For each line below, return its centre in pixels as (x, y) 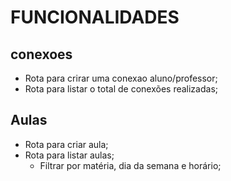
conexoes (41, 54)
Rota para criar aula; (66, 144)
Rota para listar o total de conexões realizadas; (121, 89)
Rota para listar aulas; (69, 155)
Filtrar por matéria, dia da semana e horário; (130, 165)
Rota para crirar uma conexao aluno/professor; (121, 78)
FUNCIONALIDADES (95, 17)
